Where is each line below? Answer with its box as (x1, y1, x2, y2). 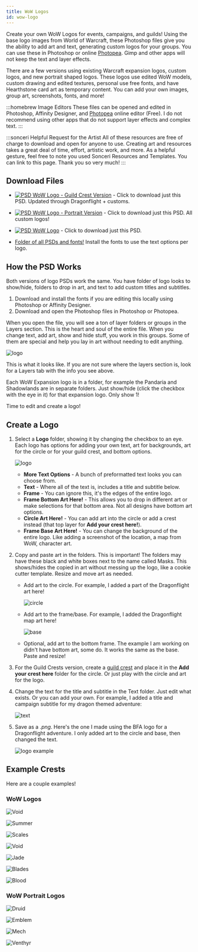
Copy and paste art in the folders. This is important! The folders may (14, 551, 181, 558)
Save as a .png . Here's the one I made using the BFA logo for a (14, 723, 167, 730)
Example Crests (6, 764, 66, 774)
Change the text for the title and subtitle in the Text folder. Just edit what (14, 687, 191, 695)
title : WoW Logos (6, 8, 49, 15)
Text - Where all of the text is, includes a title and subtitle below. (23, 483, 180, 490)
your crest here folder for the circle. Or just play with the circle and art (14, 670, 186, 677)
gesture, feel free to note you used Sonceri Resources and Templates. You (6, 152, 187, 159)
